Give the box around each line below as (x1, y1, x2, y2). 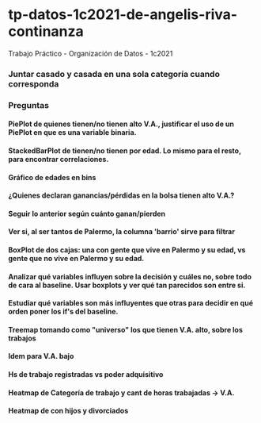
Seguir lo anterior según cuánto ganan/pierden (8, 209, 166, 218)
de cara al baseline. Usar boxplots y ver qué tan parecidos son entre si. (8, 280, 246, 290)
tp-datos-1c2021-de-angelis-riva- (8, 6, 238, 24)
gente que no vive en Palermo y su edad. (8, 253, 145, 263)
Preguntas (8, 99, 50, 110)
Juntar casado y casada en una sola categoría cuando (8, 68, 220, 79)
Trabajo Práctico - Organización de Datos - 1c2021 (8, 48, 173, 58)
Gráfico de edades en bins (8, 172, 96, 182)
